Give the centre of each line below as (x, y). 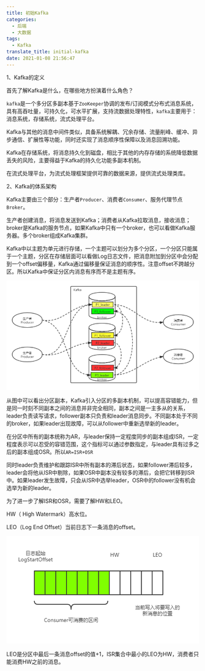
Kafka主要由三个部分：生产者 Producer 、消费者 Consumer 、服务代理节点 (95, 199)
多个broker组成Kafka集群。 (57, 235)
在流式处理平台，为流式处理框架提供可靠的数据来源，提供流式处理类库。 (97, 173)
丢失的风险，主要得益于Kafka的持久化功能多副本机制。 (75, 160)
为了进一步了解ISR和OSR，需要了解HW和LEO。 (66, 501)
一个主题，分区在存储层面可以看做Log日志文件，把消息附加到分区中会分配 (105, 256)
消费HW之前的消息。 (38, 661)
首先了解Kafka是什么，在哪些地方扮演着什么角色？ (70, 90)
